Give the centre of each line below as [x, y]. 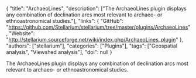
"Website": [22, 33]
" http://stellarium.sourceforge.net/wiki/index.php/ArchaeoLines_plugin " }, [95, 40]
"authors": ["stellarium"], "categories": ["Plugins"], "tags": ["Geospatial [92, 46]
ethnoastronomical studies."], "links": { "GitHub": [65, 21]
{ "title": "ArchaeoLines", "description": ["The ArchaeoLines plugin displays [97, 9]
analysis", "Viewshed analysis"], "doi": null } [59, 52]
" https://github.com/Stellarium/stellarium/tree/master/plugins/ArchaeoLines [97, 27]
